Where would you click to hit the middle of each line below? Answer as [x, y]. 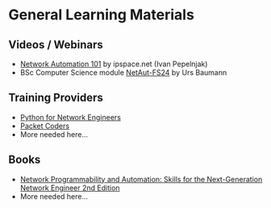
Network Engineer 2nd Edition [70, 188]
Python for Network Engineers [70, 117]
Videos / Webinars [56, 45]
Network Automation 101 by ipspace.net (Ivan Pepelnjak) [114, 64]
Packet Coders [45, 126]
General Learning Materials [102, 15]
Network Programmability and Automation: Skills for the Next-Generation [141, 179]
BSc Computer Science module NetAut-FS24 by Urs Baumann [123, 73]
